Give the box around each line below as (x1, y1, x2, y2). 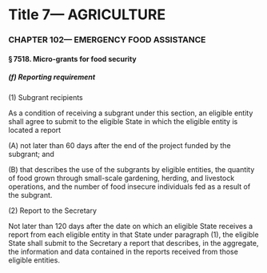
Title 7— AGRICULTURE (8, 6, 166, 24)
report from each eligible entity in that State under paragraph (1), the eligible (8, 230, 259, 239)
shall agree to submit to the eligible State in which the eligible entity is (8, 116, 238, 126)
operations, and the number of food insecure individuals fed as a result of (8, 182, 251, 191)
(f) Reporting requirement (8, 72, 96, 82)
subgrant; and (8, 149, 54, 159)
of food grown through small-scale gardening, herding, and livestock (8, 173, 235, 183)
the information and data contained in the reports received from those (8, 247, 238, 256)
